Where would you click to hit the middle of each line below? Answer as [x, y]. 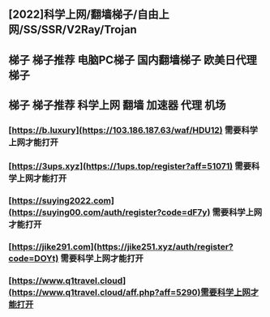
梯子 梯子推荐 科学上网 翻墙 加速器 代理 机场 [117, 105]
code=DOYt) [34, 258]
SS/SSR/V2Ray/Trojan [80, 30]
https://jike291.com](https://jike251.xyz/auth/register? [122, 246]
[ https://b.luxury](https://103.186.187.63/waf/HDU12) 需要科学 [133, 131]
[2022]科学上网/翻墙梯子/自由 [84, 15]
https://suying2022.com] [63, 200]
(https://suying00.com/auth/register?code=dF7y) [109, 212]
